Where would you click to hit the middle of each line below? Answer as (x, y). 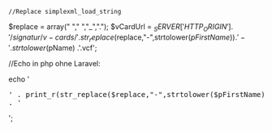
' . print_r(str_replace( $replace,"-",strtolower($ (114, 94)
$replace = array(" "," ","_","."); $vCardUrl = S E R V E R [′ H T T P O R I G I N (118, 27)
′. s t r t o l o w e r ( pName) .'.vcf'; (53, 48)
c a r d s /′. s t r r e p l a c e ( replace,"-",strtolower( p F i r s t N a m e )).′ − (150, 38)
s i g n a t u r (26, 37)
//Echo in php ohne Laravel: (55, 63)
